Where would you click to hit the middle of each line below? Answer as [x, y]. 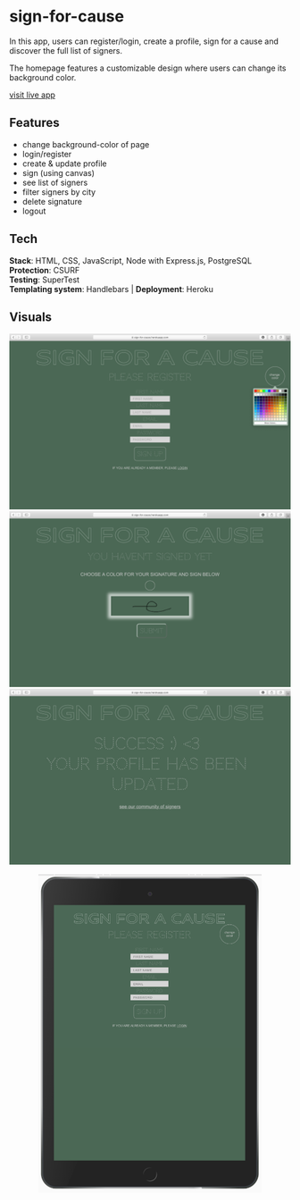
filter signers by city [59, 192]
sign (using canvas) [58, 172]
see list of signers [55, 182]
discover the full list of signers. [66, 50]
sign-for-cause [67, 17]
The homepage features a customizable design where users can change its [148, 68]
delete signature [52, 201]
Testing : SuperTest [45, 280]
